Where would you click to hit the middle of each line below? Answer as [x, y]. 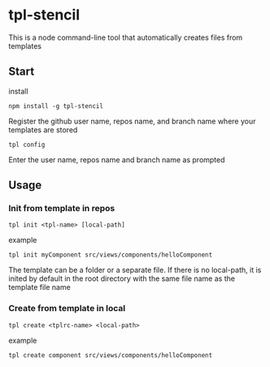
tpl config [27, 145]
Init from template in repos [62, 209]
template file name [39, 287]
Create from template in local [67, 309]
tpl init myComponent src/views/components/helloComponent [111, 255]
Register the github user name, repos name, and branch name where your [132, 121]
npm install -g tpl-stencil [56, 106]
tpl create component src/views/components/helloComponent [111, 355]
